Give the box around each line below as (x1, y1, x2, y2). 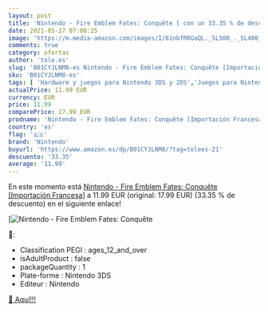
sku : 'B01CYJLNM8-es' (8, 71, 81, 79)
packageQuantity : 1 (19, 263, 86, 272)
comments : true (8, 41, 59, 49)
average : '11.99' (8, 160, 66, 168)
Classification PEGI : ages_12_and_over (19, 245, 148, 255)
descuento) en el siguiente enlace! (8, 199, 122, 208)
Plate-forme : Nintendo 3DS (19, 271, 112, 280)
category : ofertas (8, 49, 69, 57)
